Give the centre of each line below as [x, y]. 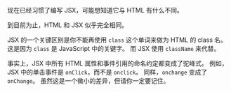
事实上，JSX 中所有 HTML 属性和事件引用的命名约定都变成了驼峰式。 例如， [118, 63]
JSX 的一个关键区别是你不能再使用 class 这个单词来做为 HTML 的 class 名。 [117, 40]
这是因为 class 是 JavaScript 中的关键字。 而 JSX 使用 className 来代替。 [114, 48]
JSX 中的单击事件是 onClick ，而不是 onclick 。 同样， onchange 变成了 [107, 72]
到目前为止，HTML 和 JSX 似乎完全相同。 [68, 25]
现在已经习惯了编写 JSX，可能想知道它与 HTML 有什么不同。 [95, 10]
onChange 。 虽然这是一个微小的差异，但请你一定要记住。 [88, 81]
